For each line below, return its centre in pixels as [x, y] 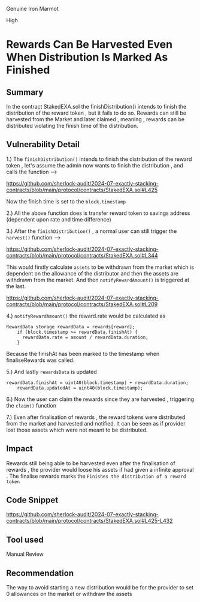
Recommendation [40, 573]
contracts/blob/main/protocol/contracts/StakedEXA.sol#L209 [82, 304]
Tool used [25, 540]
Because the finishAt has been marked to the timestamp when [83, 354]
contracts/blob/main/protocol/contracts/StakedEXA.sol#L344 [82, 255]
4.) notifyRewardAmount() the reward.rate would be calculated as [86, 316]
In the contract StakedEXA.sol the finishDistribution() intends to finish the [96, 107]
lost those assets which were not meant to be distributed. [77, 430]
